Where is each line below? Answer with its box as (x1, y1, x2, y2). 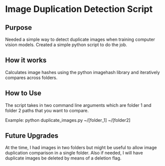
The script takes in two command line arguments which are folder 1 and (5, 102, 152, 108)
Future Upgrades (5, 132, 59, 140)
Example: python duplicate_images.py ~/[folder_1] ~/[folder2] (5, 117, 131, 123)
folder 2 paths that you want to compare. (5, 107, 89, 113)
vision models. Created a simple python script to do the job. (5, 42, 128, 48)
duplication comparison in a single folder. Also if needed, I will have (5, 150, 143, 156)
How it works (5, 56, 47, 65)
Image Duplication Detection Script (5, 3, 153, 15)
